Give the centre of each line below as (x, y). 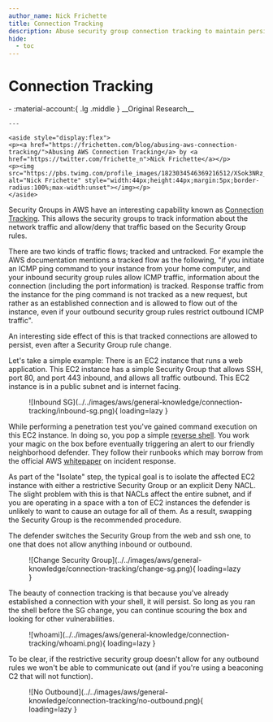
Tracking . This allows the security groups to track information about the (128, 218)
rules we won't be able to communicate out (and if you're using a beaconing (136, 668)
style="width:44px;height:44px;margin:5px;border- (172, 181)
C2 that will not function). (51, 677)
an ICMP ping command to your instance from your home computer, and (130, 269)
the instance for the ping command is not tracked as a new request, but (128, 295)
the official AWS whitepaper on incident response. (92, 461)
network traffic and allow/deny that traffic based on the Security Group (127, 227)
